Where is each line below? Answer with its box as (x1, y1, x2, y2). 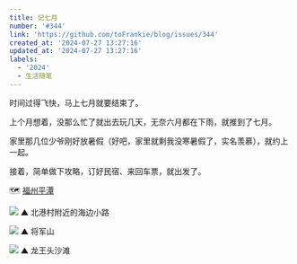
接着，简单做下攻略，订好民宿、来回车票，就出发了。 (9, 165, 206, 176)
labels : (9, 55, 39, 64)
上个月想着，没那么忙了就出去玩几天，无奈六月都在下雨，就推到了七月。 (9, 116, 276, 127)
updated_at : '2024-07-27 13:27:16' (9, 47, 143, 56)
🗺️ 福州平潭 (9, 185, 55, 196)
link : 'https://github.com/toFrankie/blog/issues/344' (9, 30, 219, 39)
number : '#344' (9, 22, 66, 31)
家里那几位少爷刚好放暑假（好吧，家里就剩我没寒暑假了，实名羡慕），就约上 (9, 136, 289, 146)
